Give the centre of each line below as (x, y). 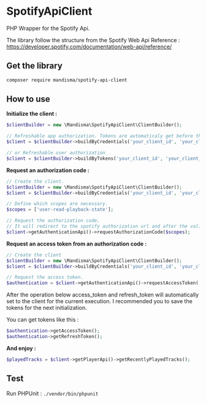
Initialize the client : (32, 114)
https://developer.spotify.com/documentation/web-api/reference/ (89, 47)
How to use (28, 99)
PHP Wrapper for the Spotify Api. (48, 28)
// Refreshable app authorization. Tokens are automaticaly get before (100, 136)
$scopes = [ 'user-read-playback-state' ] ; (60, 209)
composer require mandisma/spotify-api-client (67, 80)
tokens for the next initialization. (47, 308)
